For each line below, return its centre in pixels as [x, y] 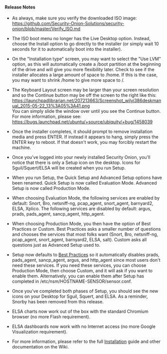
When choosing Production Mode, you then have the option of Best [81, 224]
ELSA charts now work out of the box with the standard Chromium [80, 311]
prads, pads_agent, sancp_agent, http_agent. [58, 214]
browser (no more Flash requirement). [51, 317]
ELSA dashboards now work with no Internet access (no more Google [84, 326]
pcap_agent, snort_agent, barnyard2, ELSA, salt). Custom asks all [79, 240]
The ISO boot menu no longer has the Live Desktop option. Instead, [81, 39]
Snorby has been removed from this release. [58, 302]
